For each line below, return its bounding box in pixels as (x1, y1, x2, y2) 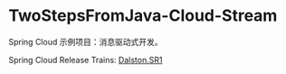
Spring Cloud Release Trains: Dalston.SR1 (8, 54, 163, 65)
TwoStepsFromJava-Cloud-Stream (8, 5, 278, 26)
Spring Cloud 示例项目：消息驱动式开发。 (8, 36, 163, 47)
